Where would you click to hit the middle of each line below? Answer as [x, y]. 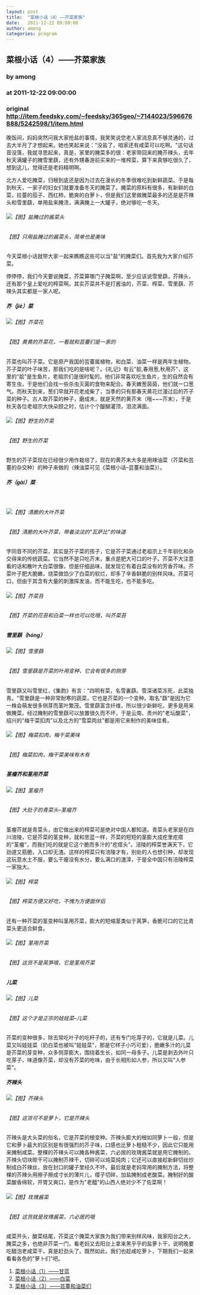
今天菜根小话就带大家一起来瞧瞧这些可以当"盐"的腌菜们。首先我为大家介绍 [97, 256]
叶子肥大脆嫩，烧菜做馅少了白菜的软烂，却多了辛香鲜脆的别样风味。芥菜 [100, 574]
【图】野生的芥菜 [27, 440]
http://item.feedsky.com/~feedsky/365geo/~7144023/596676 [99, 116]
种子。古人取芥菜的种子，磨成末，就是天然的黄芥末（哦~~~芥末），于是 [104, 399]
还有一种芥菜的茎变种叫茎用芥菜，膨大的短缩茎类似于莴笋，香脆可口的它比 [97, 921]
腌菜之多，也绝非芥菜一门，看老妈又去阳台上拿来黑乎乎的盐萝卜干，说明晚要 [100, 1244]
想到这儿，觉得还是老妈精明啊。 [45, 167]
